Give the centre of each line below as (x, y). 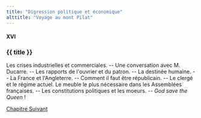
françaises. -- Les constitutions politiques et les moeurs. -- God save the (97, 91)
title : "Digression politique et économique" (64, 12)
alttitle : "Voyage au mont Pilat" (50, 17)
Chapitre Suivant (27, 109)
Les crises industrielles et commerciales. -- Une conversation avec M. (93, 65)
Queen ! (16, 98)
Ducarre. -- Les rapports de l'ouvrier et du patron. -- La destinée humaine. (99, 72)
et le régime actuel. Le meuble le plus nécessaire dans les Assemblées (94, 84)
